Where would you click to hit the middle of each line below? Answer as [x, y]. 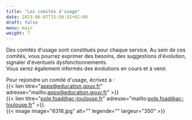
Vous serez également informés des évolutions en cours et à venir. [87, 68]
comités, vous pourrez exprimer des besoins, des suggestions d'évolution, [96, 56]
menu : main [19, 28]
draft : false [22, 22]
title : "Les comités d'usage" [43, 11]
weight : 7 [18, 33]
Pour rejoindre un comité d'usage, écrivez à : [60, 80]
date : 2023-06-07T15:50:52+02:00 [47, 17]
